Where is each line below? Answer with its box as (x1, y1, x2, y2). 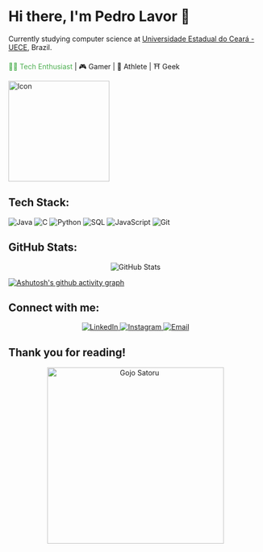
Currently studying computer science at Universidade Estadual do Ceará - (8, 34, 255, 44)
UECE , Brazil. (8, 42, 52, 52)
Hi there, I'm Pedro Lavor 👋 (8, 7, 190, 26)
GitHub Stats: (8, 241, 78, 255)
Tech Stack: (8, 196, 70, 210)
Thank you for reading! (8, 346, 127, 359)
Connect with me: (8, 301, 100, 314)
